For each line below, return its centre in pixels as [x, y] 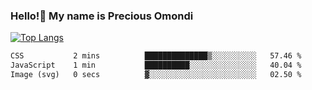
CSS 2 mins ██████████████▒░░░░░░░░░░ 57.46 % [156, 56]
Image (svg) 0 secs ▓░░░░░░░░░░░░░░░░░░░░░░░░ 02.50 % [156, 75]
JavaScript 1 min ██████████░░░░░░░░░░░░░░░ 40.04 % [156, 65]
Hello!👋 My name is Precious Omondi [102, 16]
